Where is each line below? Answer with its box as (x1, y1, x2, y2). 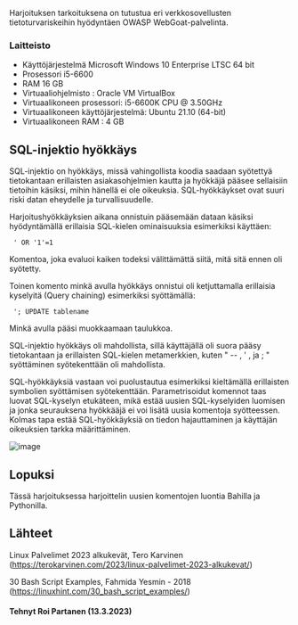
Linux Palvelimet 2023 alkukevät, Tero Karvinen (9, 549, 184, 560)
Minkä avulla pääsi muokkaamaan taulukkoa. (9, 323, 173, 333)
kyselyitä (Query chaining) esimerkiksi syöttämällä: (9, 290, 196, 301)
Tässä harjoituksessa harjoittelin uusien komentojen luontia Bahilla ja (9, 490, 261, 501)
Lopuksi (9, 467, 55, 482)
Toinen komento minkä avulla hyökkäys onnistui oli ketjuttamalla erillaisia (9, 281, 276, 292)
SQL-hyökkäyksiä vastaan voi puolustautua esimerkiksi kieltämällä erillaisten (9, 376, 289, 387)
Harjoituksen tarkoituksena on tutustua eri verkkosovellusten (9, 8, 232, 18)
